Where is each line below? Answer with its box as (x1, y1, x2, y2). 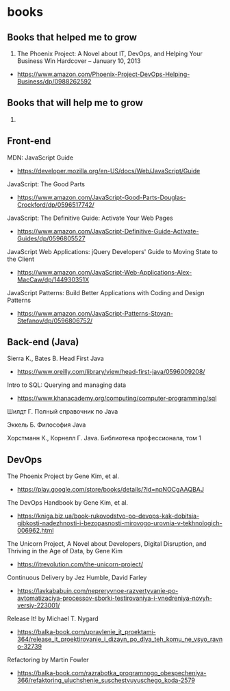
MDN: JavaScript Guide (7, 153, 74, 162)
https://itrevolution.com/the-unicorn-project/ (16, 560, 144, 568)
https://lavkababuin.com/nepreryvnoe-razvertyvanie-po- (16, 587, 179, 595)
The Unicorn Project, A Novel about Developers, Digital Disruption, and (7, 540, 207, 548)
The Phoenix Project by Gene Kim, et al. (7, 472, 120, 480)
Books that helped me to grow (7, 32, 138, 43)
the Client (7, 255, 34, 263)
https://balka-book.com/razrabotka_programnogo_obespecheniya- (16, 669, 207, 677)
